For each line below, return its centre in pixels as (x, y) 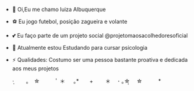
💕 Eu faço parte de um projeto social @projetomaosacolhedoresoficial (100, 35)
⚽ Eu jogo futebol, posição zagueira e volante (70, 22)
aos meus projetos (35, 69)
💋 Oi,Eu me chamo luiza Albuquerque (59, 9)
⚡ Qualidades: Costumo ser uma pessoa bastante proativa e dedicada (100, 60)
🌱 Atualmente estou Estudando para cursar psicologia (80, 48)
